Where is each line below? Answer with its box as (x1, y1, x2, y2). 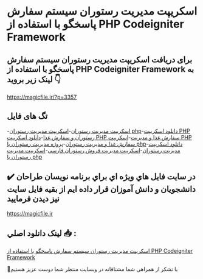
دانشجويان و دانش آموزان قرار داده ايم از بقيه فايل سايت (7, 184, 196, 194)
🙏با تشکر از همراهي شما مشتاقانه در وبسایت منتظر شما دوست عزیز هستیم (7, 266, 178, 273)
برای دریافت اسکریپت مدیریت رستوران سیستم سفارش (7, 54, 193, 65)
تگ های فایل (7, 111, 48, 121)
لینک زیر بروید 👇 (7, 74, 61, 85)
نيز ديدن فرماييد (7, 194, 60, 204)
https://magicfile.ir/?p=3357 (7, 93, 77, 101)
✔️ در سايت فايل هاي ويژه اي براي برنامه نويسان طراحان (7, 172, 196, 182)
